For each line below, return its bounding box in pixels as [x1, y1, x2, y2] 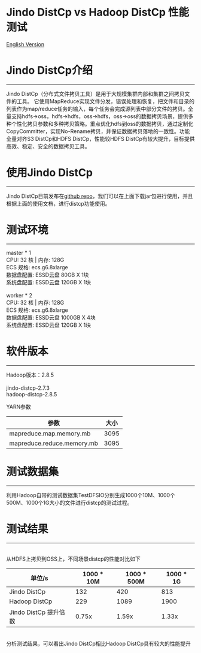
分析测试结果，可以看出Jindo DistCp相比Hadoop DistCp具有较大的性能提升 [6, 640, 191, 647]
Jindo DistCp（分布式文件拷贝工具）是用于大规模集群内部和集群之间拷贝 [6, 90, 185, 97]
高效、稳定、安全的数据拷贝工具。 [6, 142, 90, 150]
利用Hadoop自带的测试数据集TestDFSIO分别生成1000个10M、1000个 [6, 491, 175, 498]
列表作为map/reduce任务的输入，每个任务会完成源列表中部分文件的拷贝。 [6, 105, 188, 112]
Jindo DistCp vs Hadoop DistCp [6, 5, 166, 19]
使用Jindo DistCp [6, 166, 93, 180]
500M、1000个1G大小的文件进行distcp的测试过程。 [6, 499, 133, 506]
